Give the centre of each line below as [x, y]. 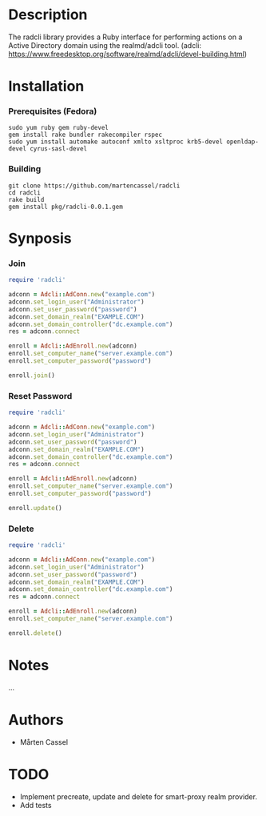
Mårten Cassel [44, 742]
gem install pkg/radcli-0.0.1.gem [66, 207]
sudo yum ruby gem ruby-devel [59, 128]
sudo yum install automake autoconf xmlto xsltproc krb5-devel [116, 142]
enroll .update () [35, 508]
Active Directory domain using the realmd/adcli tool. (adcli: [105, 45]
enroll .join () [32, 375]
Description [48, 15]
